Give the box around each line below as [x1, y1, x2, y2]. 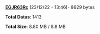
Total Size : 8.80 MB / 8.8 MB [5, 23, 66, 29]
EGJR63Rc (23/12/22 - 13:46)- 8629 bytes [5, 4, 95, 10]
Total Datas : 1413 [5, 14, 42, 19]
